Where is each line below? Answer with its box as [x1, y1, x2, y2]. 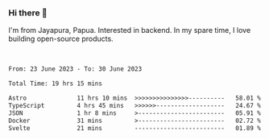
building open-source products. [8, 34, 114, 43]
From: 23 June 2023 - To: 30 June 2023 [8, 65, 143, 73]
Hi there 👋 [8, 7, 48, 18]
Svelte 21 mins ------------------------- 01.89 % [8, 124, 262, 132]
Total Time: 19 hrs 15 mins [8, 80, 103, 88]
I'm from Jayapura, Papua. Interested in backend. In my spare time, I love [8, 26, 251, 35]
